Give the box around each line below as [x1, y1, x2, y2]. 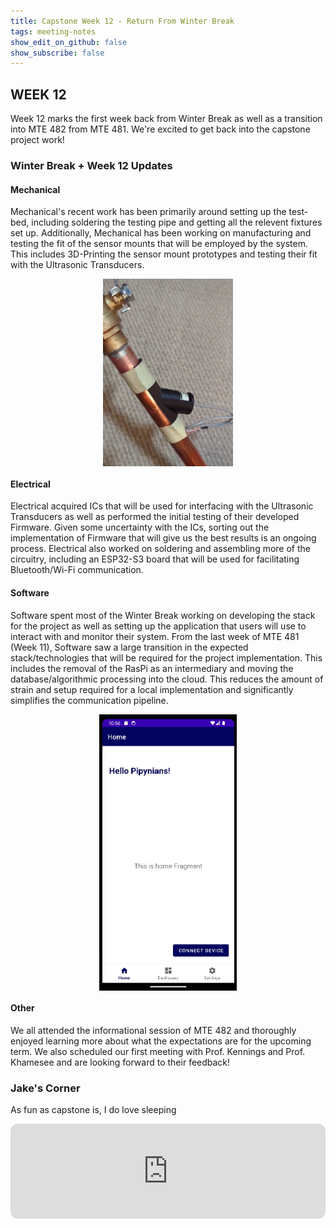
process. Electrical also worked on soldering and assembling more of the [10, 543, 311, 555]
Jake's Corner [10, 1081, 81, 1095]
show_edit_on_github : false [10, 37, 128, 47]
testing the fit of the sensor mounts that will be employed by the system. [10, 238, 308, 250]
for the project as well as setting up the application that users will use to [10, 620, 307, 632]
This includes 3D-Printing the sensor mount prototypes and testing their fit [10, 248, 318, 260]
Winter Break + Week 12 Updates [10, 158, 173, 172]
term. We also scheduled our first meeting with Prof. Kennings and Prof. [10, 1045, 306, 1057]
